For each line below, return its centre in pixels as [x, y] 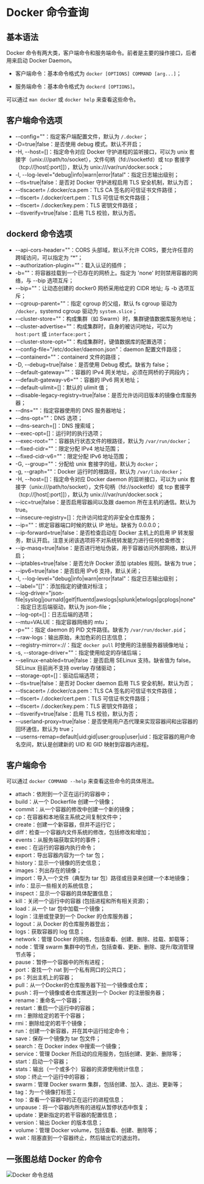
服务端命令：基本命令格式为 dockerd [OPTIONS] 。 [76, 86]
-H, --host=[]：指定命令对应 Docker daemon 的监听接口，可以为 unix [102, 479]
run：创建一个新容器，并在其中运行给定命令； [73, 1031]
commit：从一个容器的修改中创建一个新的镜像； [75, 809]
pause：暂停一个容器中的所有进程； [60, 962]
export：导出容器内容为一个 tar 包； [60, 855]
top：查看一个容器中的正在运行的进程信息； [70, 1100]
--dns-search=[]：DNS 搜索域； [55, 425]
